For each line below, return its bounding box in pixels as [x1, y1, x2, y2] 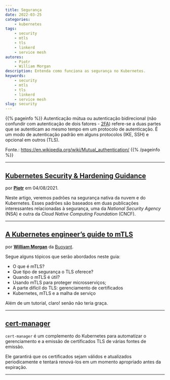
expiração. [5, 364, 28, 370]
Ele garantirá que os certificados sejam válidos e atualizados [5, 353, 132, 359]
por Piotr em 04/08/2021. [5, 185, 59, 191]
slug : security [5, 102, 37, 107]
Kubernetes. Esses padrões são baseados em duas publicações [5, 200, 139, 206]
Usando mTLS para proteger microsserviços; [12, 279, 106, 285]
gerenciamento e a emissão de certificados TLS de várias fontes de [5, 338, 147, 344]
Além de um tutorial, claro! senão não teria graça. [5, 300, 108, 306]
